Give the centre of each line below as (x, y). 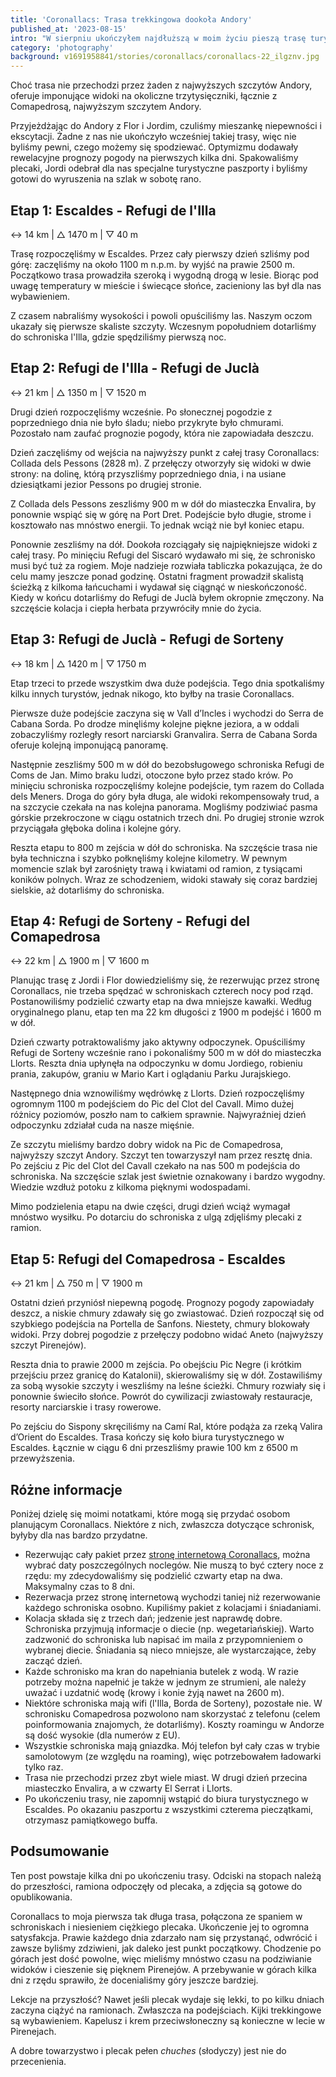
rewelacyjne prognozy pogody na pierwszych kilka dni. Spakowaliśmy (154, 158)
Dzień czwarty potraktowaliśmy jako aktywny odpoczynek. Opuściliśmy (158, 1042)
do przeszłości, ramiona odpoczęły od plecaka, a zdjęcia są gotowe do (156, 1886)
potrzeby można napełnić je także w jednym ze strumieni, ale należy (165, 1682)
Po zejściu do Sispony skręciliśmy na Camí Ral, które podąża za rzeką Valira (166, 1427)
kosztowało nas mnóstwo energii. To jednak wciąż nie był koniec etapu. (157, 525)
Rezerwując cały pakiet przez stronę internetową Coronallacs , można (167, 1554)
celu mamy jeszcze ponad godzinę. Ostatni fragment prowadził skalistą (157, 576)
